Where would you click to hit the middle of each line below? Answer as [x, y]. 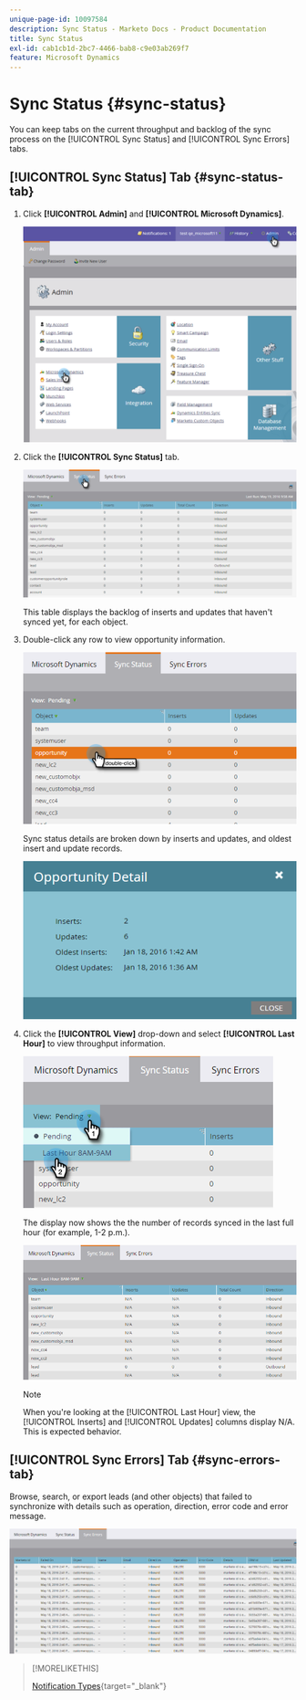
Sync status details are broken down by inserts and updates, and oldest [157, 838]
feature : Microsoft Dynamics [65, 58]
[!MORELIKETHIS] [65, 1669]
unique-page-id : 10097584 [58, 19]
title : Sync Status [46, 38]
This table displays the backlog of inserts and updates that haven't [148, 612]
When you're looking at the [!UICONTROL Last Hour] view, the [139, 1411]
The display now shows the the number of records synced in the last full [158, 1223]
